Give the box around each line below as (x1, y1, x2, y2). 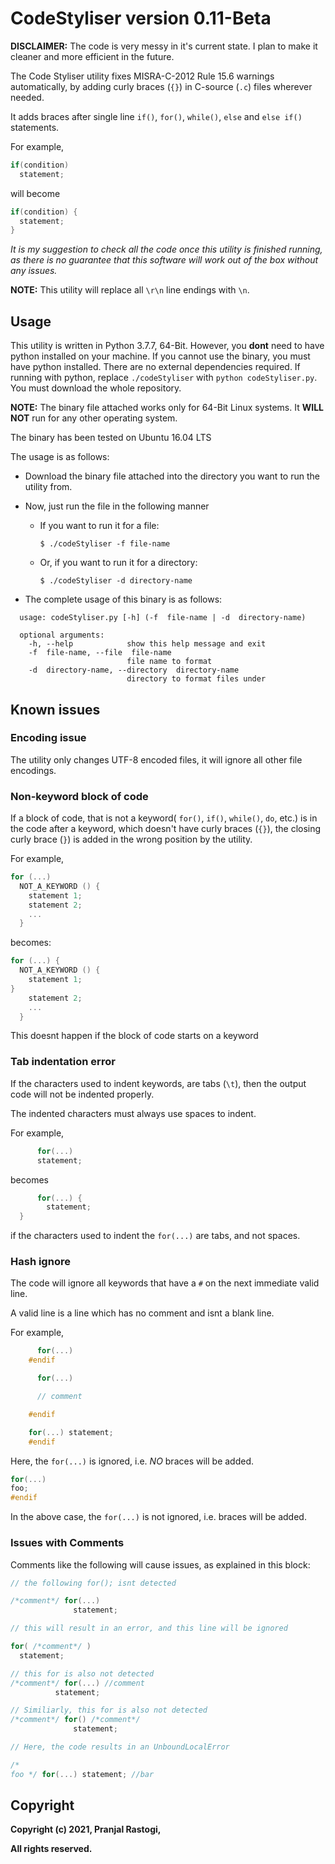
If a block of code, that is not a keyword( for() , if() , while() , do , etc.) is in (10, 812, 318, 824)
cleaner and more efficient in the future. (10, 50, 175, 62)
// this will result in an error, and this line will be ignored (10, 1623, 288, 1634)
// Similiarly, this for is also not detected (10, 1705, 208, 1716)
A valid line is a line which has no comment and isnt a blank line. (10, 1307, 275, 1319)
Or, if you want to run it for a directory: (39, 557, 198, 569)
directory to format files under (126, 674, 267, 684)
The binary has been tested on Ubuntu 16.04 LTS (10, 432, 212, 444)
